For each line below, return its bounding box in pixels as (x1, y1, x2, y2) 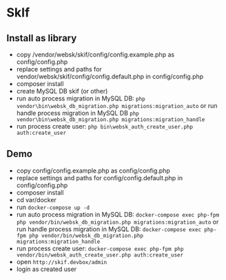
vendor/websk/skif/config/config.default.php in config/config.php (16, 72, 204, 80)
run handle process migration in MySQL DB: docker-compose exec (16, 225, 201, 233)
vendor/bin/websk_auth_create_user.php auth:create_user (16, 251, 184, 259)
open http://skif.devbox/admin (16, 257, 107, 266)
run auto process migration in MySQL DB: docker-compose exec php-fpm (16, 210, 220, 218)
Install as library (6, 32, 77, 44)
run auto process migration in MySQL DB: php (16, 94, 145, 103)
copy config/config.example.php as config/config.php (16, 166, 170, 175)
